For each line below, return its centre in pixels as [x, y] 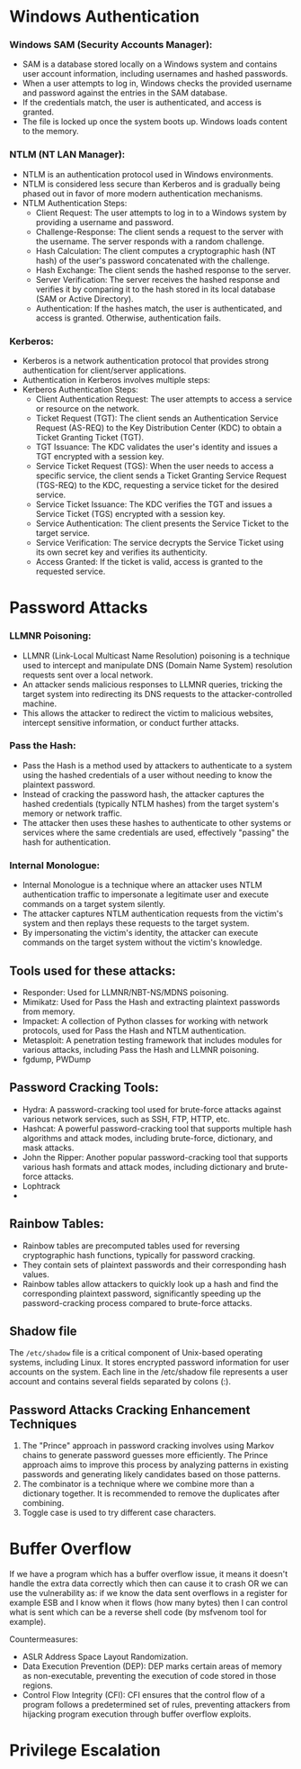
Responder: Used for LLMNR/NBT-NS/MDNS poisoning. [125, 992]
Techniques [43, 1424]
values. [35, 1274]
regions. [38, 1685]
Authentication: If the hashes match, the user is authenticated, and [159, 308]
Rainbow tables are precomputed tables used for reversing [131, 1246]
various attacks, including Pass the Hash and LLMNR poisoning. [140, 1049]
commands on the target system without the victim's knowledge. [142, 942]
